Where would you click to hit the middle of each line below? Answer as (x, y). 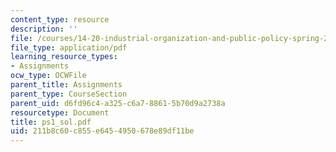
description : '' (44, 29)
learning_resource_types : (64, 57)
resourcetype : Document (60, 112)
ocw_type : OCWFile (48, 76)
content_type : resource (60, 19)
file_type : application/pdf (69, 47)
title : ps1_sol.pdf (51, 122)
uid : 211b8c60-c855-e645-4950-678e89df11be (102, 131)
